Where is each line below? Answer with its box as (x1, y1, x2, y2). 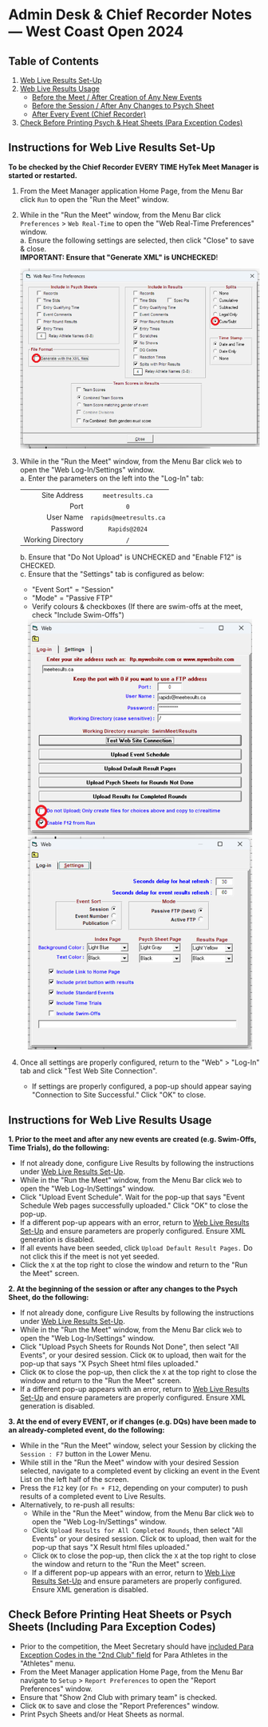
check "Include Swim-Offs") (31, 611, 125, 620)
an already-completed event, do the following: (8, 1425, 165, 1435)
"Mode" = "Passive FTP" (31, 593, 113, 603)
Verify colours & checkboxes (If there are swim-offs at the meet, (31, 602, 243, 611)
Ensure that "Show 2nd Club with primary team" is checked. (19, 1692, 218, 1701)
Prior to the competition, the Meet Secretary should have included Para (19, 1642, 254, 1651)
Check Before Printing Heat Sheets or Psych (8, 1608, 232, 1622)
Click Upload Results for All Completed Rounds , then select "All (31, 1526, 243, 1535)
